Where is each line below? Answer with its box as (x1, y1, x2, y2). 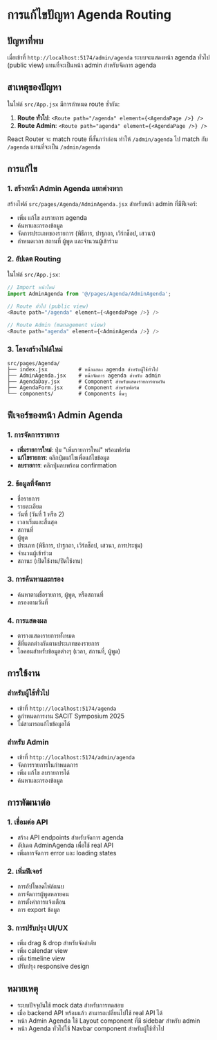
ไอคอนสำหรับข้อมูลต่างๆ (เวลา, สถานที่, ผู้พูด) (17, 647, 121, 655)
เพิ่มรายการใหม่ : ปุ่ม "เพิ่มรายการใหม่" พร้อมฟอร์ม (17, 446, 131, 454)
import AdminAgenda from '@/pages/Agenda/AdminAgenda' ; (7, 290, 171, 297)
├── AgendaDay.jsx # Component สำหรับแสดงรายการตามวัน (7, 378, 166, 385)
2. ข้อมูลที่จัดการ (7, 479, 51, 488)
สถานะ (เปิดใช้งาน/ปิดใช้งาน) (17, 557, 83, 565)
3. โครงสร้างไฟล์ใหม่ (7, 344, 63, 354)
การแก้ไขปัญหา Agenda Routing (7, 7, 171, 23)
